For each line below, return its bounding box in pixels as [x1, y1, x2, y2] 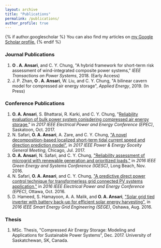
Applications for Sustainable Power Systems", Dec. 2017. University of [12, 232, 151, 238]
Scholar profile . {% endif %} [5, 39, 61, 45]
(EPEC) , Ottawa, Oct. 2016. [12, 188, 66, 194]
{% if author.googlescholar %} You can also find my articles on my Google [5, 34, 153, 40]
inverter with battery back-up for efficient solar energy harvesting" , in [12, 198, 151, 204]
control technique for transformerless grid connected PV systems [12, 178, 143, 184]
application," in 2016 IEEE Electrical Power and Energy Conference [12, 183, 145, 189]
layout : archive [5, 7, 38, 12]
